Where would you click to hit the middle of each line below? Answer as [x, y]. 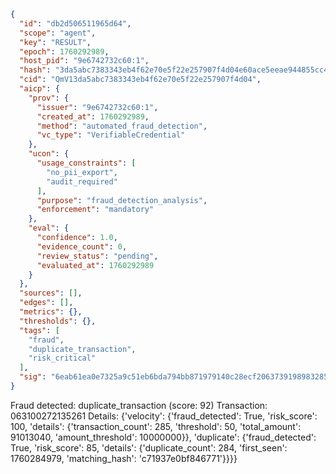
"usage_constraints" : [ [86, 163]
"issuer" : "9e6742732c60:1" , [97, 107]
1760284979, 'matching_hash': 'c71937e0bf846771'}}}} [124, 458]
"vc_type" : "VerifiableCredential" [111, 135]
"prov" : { [49, 98]
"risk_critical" [62, 358]
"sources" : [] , [51, 293]
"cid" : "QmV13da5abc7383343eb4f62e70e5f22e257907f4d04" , [140, 80]
